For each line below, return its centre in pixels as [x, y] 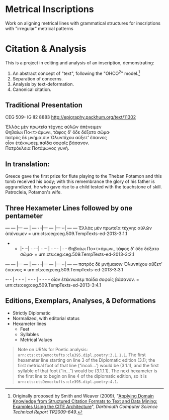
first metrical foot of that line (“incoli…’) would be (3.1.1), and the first [88, 365]
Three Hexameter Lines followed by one [69, 208]
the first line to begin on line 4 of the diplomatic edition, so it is [82, 376]
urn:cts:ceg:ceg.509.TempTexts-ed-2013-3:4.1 [53, 285]
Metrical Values [36, 340]
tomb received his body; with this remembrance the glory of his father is [80, 181]
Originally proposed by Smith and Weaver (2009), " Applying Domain [83, 396]
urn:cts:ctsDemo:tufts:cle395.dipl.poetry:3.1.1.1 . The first [81, 355]
